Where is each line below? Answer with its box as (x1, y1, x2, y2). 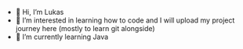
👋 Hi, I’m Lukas (15, 8, 64, 16)
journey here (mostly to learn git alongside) (15, 24, 155, 33)
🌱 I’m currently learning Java (15, 32, 109, 41)
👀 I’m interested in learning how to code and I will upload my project (15, 16, 235, 25)
